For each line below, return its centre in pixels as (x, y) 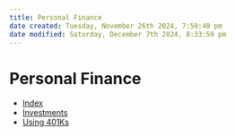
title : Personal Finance (56, 17)
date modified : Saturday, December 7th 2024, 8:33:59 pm (118, 34)
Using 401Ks (46, 123)
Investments (45, 113)
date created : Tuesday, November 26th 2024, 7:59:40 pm (116, 26)
